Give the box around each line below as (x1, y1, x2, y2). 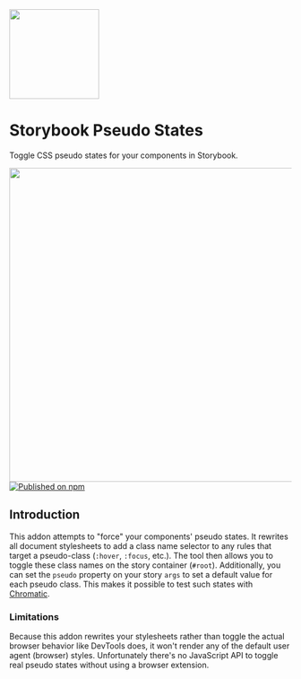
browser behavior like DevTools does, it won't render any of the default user (9, 640, 290, 651)
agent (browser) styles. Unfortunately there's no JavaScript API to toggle (9, 650, 279, 661)
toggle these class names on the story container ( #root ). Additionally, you (9, 560, 281, 570)
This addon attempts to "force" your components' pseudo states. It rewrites (9, 531, 288, 542)
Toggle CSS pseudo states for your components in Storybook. (9, 150, 239, 161)
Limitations (9, 610, 60, 622)
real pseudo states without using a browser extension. (9, 659, 210, 671)
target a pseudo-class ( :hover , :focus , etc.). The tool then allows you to (9, 550, 273, 561)
